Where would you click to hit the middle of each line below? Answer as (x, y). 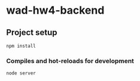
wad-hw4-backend (55, 10)
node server (21, 73)
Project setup (32, 32)
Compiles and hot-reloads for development (70, 61)
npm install (21, 46)
